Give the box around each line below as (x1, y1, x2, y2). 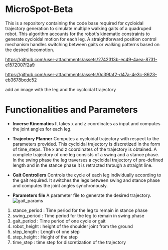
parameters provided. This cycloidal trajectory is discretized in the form (12, 141, 160, 147)
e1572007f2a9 (5, 62, 35, 68)
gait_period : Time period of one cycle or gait (12, 218, 106, 224)
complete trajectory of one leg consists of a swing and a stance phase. (12, 151, 159, 157)
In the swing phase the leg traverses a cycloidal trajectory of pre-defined (12, 157, 163, 163)
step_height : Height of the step (12, 234, 78, 240)
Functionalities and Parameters (5, 104, 138, 116)
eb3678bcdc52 (5, 77, 37, 83)
